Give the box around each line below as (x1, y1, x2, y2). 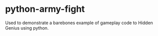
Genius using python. (5, 25, 49, 31)
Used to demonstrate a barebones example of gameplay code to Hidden (5, 20, 153, 26)
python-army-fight (5, 3, 85, 15)
